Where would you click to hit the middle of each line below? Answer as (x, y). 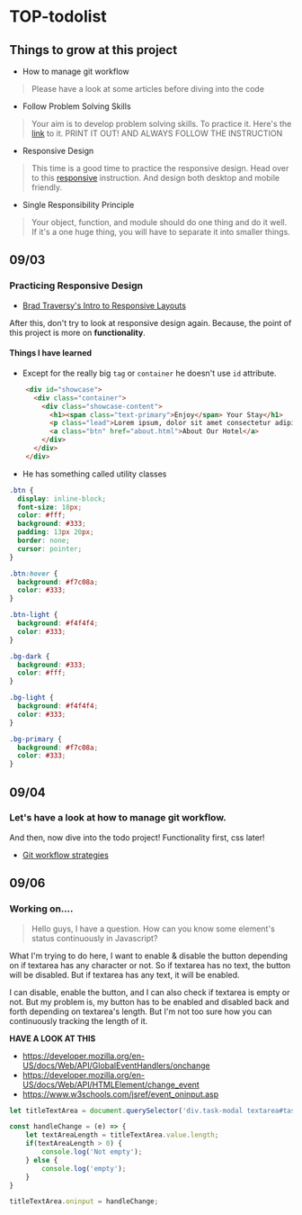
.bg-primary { (36, 739)
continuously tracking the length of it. (79, 1020)
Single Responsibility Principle (78, 205)
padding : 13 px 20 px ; (56, 532)
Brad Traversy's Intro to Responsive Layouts (104, 305)
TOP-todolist (58, 17)
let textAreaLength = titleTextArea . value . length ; (122, 1135)
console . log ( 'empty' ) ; (84, 1168)
